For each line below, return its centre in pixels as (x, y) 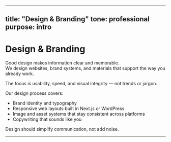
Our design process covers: (34, 93)
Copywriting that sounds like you (47, 119)
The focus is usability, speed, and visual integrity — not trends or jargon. (81, 84)
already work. (20, 74)
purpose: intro (28, 27)
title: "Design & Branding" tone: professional (78, 19)
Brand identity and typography (45, 103)
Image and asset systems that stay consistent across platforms (79, 114)
